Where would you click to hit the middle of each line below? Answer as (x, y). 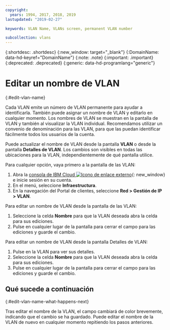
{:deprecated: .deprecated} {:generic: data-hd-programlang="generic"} (80, 63)
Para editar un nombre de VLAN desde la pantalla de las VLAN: (71, 206)
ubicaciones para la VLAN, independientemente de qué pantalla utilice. (79, 155)
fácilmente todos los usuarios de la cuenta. (50, 135)
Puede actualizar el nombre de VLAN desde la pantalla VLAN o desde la (81, 144)
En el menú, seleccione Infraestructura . (55, 185)
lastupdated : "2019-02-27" (34, 19)
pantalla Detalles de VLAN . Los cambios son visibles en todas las (74, 150)
